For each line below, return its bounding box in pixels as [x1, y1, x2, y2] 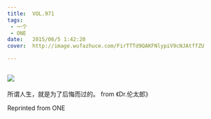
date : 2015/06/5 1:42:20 [7, 36, 86, 43]
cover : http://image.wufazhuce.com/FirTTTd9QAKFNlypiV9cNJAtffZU [7, 42, 205, 49]
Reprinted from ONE [7, 104, 66, 112]
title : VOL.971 [7, 10, 54, 17]
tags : [7, 17, 23, 24]
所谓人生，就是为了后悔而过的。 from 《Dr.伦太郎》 [7, 90, 152, 98]
